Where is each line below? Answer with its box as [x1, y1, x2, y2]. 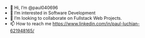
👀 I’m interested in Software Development [9, 10, 96, 16]
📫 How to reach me [9, 21, 51, 27]
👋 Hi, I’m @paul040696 [9, 5, 58, 10]
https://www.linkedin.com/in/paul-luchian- [52, 21, 140, 27]
